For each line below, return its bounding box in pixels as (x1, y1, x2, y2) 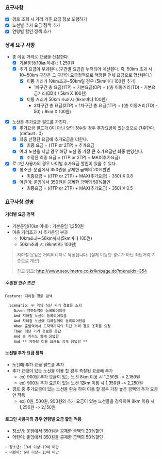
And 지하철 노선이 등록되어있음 (14, 313, 67, 318)
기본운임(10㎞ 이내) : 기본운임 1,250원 (12, 223, 84, 229)
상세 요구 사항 (5, 42, 35, 49)
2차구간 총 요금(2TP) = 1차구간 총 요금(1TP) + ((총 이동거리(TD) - (33, 103, 158, 108)
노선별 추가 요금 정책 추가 (12, 22, 61, 28)
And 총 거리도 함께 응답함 (14, 334, 59, 339)
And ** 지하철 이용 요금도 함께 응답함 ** (14, 339, 88, 344)
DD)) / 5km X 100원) (47, 90, 87, 96)
